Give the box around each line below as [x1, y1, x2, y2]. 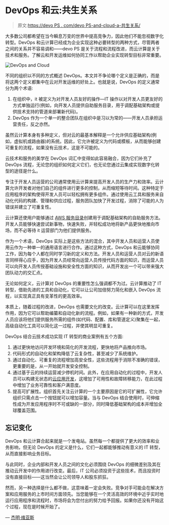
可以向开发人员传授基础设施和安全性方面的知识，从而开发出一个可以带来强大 [5, 263, 164, 269]
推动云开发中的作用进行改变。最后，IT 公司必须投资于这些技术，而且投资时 [5, 467, 160, 473]
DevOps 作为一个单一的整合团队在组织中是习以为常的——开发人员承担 [12, 115, 158, 121]
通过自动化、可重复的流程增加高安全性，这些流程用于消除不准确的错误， [12, 357, 162, 363]
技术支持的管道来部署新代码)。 [17, 108, 80, 114]
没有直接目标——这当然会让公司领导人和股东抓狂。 [5, 473, 111, 480]
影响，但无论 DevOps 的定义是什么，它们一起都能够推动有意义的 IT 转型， [9, 444, 163, 450]
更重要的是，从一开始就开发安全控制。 [12, 363, 92, 369]
